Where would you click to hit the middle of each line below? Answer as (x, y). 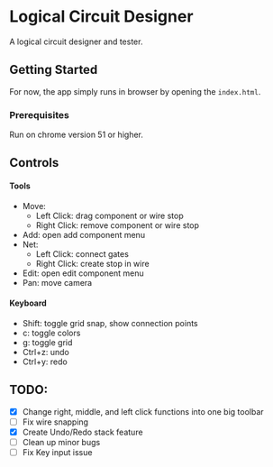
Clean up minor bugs (61, 442)
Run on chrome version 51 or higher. (77, 135)
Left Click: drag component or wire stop (110, 215)
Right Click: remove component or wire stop (118, 225)
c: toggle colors (51, 333)
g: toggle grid (47, 342)
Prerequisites (39, 114)
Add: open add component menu (84, 234)
